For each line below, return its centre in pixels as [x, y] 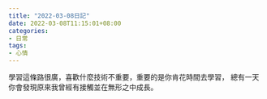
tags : [17, 46]
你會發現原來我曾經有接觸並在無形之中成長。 [83, 87]
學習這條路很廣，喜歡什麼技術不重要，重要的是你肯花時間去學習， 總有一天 [134, 77]
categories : [28, 31]
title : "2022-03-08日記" [49, 16]
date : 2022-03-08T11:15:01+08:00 [65, 23]
